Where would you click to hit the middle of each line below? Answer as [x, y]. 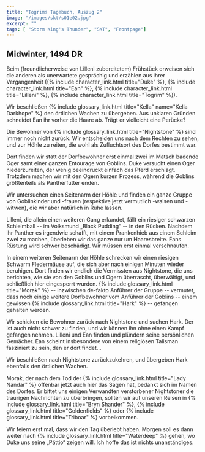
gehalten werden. [28, 310]
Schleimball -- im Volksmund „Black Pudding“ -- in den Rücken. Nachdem [99, 226]
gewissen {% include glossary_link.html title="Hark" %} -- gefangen [92, 303]
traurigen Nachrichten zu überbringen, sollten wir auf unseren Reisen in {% [101, 398]
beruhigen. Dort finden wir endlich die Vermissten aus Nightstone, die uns [99, 271]
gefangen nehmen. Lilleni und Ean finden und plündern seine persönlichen [100, 335]
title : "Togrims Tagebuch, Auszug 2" [54, 12]
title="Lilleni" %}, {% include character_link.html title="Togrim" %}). [92, 95]
